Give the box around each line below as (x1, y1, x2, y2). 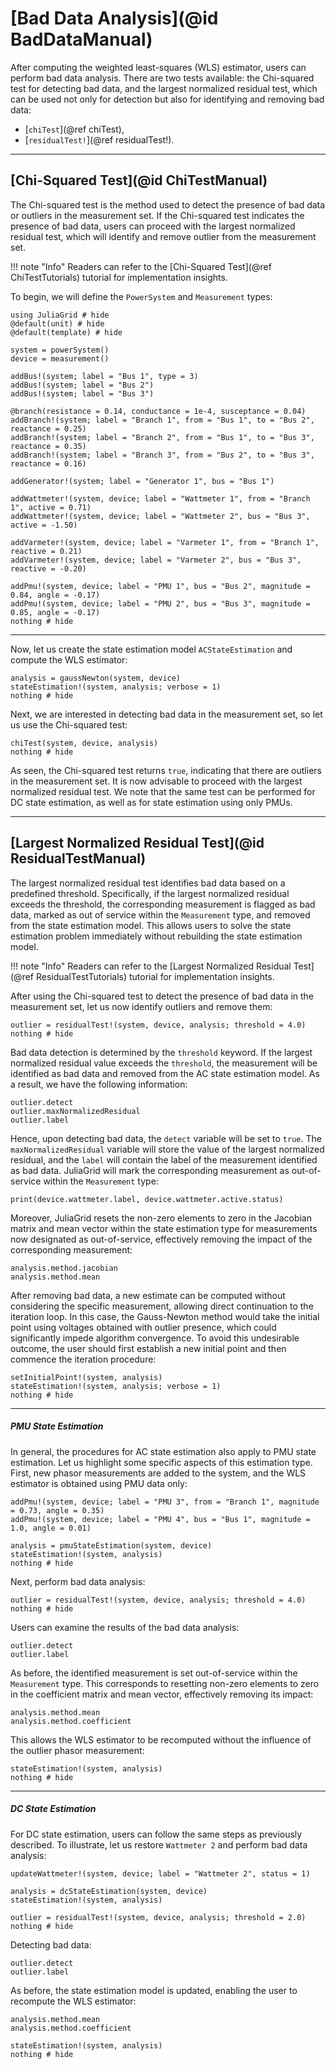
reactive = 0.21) (10, 546, 83, 556)
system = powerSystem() (10, 345, 110, 355)
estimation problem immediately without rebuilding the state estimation (10, 930, 303, 942)
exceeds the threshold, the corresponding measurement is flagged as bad (10, 898, 316, 910)
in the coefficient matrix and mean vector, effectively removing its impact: (10, 1688, 314, 1700)
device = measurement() (10, 353, 110, 364)
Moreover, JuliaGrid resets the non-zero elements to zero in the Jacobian (10, 1212, 312, 1224)
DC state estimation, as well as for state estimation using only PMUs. (10, 796, 293, 808)
